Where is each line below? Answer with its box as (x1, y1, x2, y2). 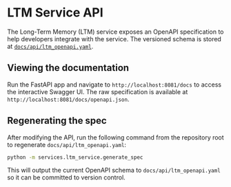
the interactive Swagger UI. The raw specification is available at (7, 87, 188, 96)
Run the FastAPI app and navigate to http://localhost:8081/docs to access (7, 80, 222, 89)
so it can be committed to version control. (7, 173, 125, 181)
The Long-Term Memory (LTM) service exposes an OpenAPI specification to (7, 27, 224, 36)
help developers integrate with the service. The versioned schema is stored (7, 34, 222, 43)
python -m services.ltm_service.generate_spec (7, 153, 143, 161)
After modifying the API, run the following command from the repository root (7, 133, 224, 142)
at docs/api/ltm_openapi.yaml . (7, 42, 94, 50)
